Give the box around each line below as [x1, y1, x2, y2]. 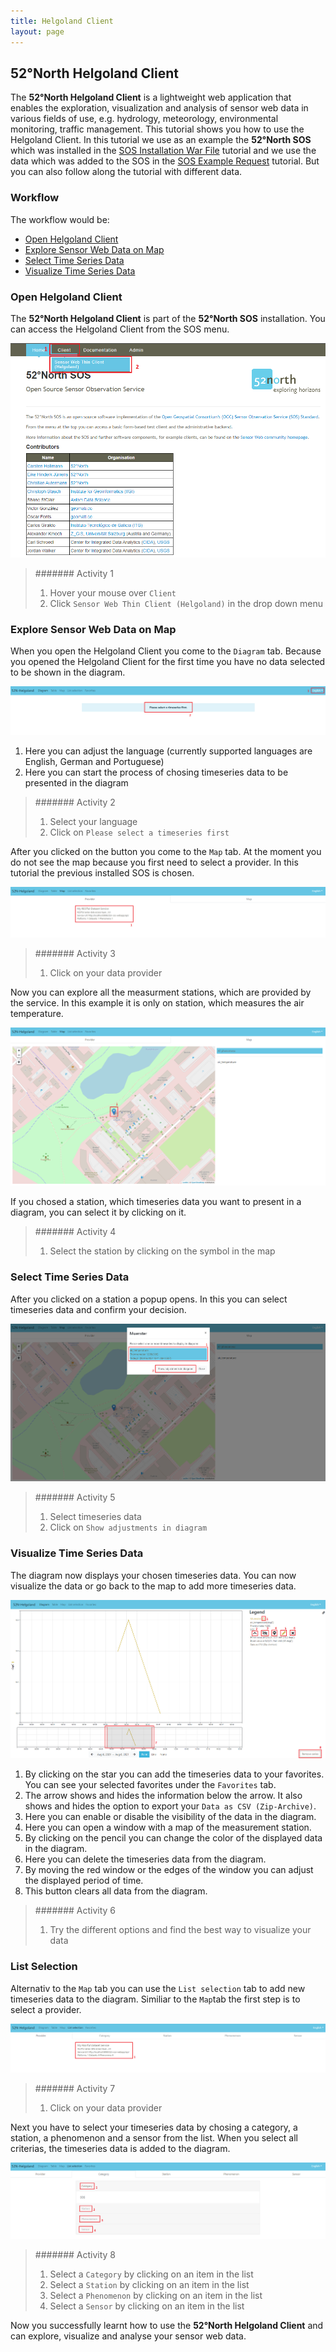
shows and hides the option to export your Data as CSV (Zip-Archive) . [24, 1800, 317, 1812]
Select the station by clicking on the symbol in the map [49, 1245, 276, 1257]
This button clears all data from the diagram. [24, 1885, 208, 1897]
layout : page [10, 26, 65, 37]
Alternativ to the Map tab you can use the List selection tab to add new [10, 1982, 306, 1994]
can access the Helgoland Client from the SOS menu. [10, 323, 230, 335]
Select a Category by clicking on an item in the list [49, 2268, 254, 2280]
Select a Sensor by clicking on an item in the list [49, 2300, 245, 2312]
